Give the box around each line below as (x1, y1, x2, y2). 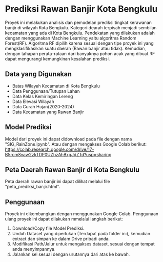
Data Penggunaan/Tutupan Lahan (12, 88, 80, 94)
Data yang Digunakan (5, 70, 72, 79)
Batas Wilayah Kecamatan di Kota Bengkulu (12, 83, 100, 89)
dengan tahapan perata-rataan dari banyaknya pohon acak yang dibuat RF (5, 50, 155, 57)
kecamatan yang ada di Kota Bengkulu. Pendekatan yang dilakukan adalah (5, 30, 155, 36)
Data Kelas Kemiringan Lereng (12, 93, 73, 99)
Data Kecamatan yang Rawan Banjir (12, 109, 84, 115)
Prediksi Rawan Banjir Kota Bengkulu (5, 3, 158, 15)
